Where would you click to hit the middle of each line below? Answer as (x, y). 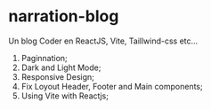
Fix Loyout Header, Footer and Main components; (112, 86)
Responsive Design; (57, 76)
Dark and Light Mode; (61, 67)
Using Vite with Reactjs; (65, 96)
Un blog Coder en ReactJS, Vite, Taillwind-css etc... (103, 41)
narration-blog (64, 16)
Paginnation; (44, 58)
